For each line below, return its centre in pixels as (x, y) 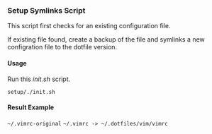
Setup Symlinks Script (46, 11)
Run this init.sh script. (39, 79)
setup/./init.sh (31, 92)
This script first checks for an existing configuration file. (89, 26)
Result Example (31, 107)
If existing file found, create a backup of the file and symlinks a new (106, 39)
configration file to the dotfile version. (62, 47)
